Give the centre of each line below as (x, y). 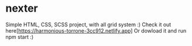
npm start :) (20, 37)
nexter (22, 8)
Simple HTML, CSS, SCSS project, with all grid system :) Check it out (88, 24)
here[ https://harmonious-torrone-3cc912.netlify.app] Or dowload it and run (96, 30)
